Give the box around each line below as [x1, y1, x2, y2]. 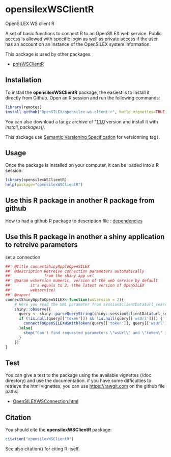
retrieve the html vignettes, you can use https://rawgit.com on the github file [5, 383, 165, 389]
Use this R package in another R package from [5, 196, 155, 205]
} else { [18, 325, 33, 331]
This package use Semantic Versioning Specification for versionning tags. [5, 134, 160, 140]
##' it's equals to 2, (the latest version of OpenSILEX [5, 283, 145, 288]
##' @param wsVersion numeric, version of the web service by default [5, 278, 158, 284]
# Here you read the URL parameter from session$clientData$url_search [14, 302, 169, 307]
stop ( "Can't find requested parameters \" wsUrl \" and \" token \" [23, 330, 163, 335]
